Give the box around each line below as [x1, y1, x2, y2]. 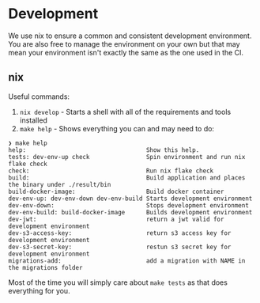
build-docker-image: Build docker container [8, 187, 224, 195]
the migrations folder [8, 263, 83, 271]
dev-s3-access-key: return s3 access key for [8, 229, 232, 237]
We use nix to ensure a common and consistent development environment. [8, 31, 252, 40]
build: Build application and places [8, 173, 246, 182]
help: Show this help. [8, 146, 200, 154]
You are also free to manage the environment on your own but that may [8, 39, 240, 48]
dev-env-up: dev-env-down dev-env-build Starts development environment [8, 195, 253, 203]
